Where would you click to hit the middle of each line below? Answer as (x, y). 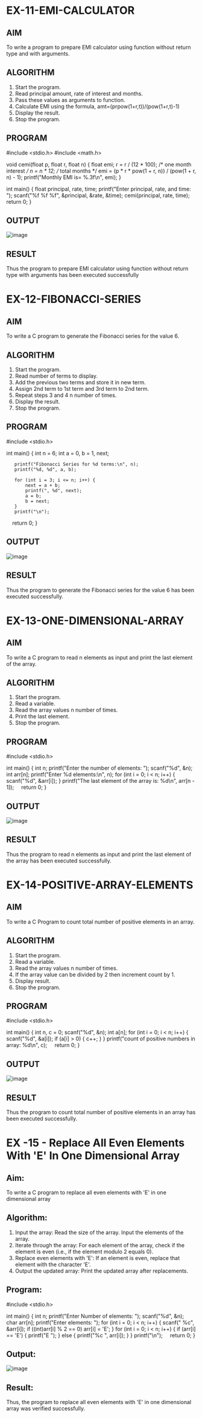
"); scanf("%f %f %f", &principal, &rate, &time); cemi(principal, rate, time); (98, 195)
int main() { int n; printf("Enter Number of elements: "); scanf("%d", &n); (95, 1316)
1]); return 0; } (27, 787)
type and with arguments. (38, 54)
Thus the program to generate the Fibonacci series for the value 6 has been (100, 590)
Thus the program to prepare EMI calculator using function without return (97, 268)
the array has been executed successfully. (59, 861)
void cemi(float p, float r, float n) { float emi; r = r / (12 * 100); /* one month (99, 164)
